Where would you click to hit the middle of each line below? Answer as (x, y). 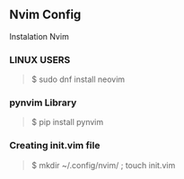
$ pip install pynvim (67, 122)
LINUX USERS (40, 59)
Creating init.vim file (55, 146)
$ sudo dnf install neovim (78, 79)
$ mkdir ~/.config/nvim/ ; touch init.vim (103, 165)
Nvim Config (45, 15)
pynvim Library (43, 103)
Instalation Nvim (39, 36)
